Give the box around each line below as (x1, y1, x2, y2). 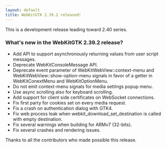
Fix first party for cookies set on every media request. (12, 99, 127, 105)
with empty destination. (12, 116, 63, 122)
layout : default (5, 7, 40, 13)
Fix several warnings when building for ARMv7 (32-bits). (12, 121, 132, 128)
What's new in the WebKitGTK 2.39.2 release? (5, 39, 123, 46)
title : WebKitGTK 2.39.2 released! (5, 12, 81, 17)
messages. (12, 56, 36, 62)
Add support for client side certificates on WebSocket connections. (12, 94, 155, 100)
